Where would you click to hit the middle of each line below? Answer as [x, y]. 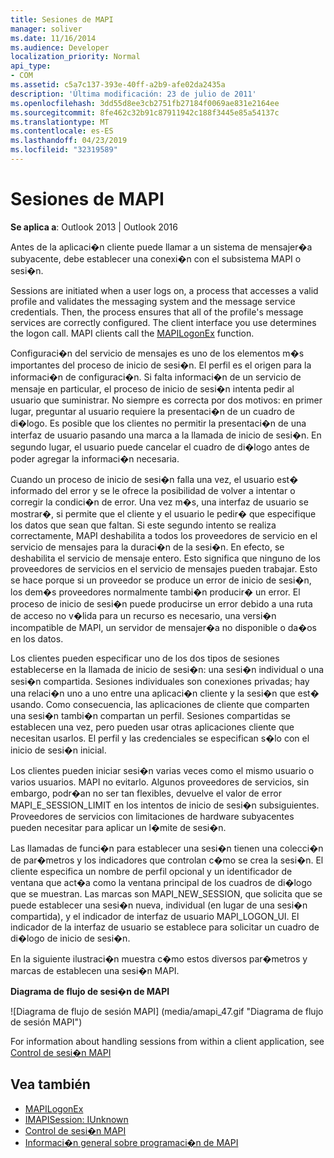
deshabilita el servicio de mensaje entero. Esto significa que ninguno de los [165, 558]
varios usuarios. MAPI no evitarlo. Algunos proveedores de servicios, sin [160, 782]
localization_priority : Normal [75, 57]
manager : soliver [46, 29]
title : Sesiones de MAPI [62, 19]
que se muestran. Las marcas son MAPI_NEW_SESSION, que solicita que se [166, 893]
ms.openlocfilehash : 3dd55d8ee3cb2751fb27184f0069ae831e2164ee [145, 103]
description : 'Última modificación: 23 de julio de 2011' [133, 94]
